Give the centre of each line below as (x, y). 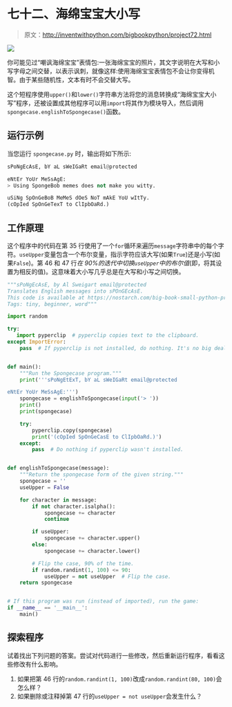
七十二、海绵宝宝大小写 (74, 14)
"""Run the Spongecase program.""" (71, 373)
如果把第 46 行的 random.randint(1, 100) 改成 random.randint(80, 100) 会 (119, 679)
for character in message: (58, 500)
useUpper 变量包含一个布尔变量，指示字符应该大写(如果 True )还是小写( (117, 254)
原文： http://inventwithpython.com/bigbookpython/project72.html (118, 35)
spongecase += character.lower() (92, 551)
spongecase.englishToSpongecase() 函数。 (66, 111)
